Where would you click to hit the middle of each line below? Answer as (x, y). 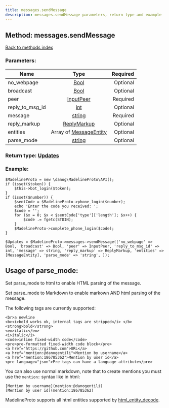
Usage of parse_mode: (42, 271)
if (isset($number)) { (29, 197)
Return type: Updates (32, 155)
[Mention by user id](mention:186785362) (50, 390)
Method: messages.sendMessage (60, 35)
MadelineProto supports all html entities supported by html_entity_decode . (83, 400)
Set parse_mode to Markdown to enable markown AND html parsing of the (83, 293)
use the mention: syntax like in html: (43, 376)
